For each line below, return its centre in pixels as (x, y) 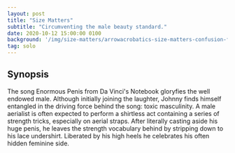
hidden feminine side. (38, 143)
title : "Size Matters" (40, 20)
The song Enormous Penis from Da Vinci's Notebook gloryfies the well (109, 91)
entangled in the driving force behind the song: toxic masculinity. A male (111, 106)
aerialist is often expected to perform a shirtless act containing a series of (114, 113)
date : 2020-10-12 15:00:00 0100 (54, 33)
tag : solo (22, 46)
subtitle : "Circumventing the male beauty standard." (87, 27)
